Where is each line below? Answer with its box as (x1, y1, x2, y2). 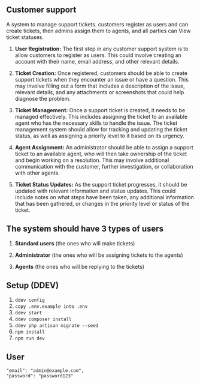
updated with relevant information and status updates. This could (14, 187, 176, 194)
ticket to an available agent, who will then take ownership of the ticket (14, 150, 187, 157)
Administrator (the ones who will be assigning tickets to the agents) (14, 251, 184, 259)
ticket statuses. (6, 33, 44, 41)
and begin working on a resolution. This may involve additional (14, 156, 169, 164)
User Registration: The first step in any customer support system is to (14, 45, 189, 52)
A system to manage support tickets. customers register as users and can (6, 20, 189, 28)
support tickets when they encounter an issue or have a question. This (14, 76, 189, 83)
